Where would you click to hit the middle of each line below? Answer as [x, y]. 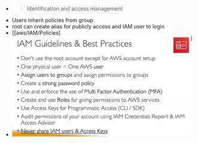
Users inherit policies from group [53, 20]
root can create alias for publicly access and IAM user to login [88, 27]
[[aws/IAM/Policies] [36, 33]
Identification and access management [75, 9]
